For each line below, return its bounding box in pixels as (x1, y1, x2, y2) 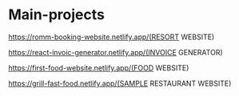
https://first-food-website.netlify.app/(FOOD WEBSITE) (8, 62, 189, 73)
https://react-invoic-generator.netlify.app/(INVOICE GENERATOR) (8, 47, 224, 57)
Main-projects (8, 6, 106, 24)
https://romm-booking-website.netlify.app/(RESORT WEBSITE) (8, 32, 215, 42)
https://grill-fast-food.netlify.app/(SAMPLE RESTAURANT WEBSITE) (8, 78, 232, 88)
